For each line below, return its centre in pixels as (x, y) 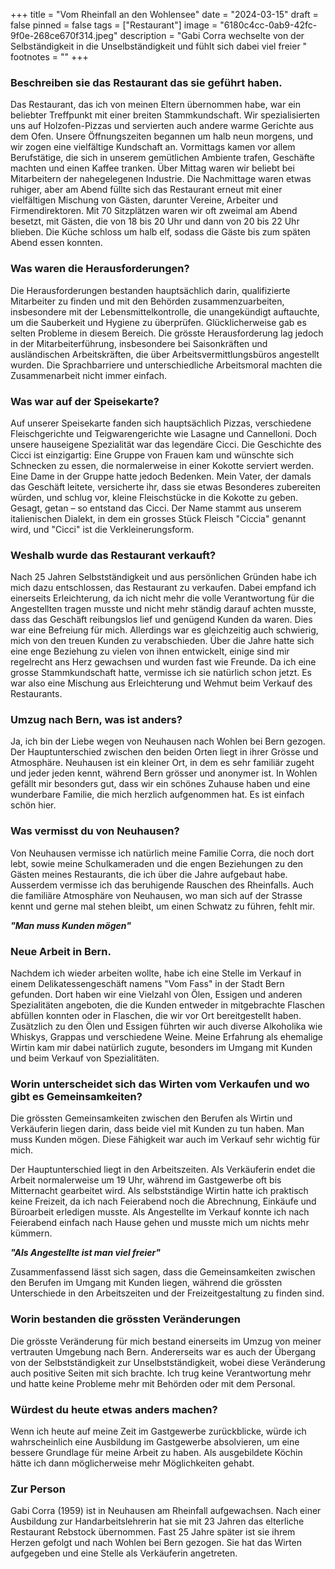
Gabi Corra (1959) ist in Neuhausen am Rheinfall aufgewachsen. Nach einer (166, 1511)
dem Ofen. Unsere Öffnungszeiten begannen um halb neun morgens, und (162, 136)
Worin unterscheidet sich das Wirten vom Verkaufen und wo (160, 1084)
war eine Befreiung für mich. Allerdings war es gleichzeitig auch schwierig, (164, 630)
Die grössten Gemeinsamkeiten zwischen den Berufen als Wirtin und (151, 1118)
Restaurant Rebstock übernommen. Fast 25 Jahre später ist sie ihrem (153, 1532)
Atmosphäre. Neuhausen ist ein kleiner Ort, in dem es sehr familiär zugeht (162, 763)
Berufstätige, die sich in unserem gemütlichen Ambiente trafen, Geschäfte (162, 158)
